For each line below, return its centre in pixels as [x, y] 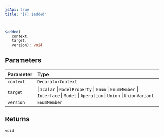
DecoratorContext [57, 82]
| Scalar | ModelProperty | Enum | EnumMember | [88, 89]
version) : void [27, 45]
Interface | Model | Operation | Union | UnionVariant [96, 95]
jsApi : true [17, 10]
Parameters [23, 61]
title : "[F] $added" [26, 14]
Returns [18, 119]
